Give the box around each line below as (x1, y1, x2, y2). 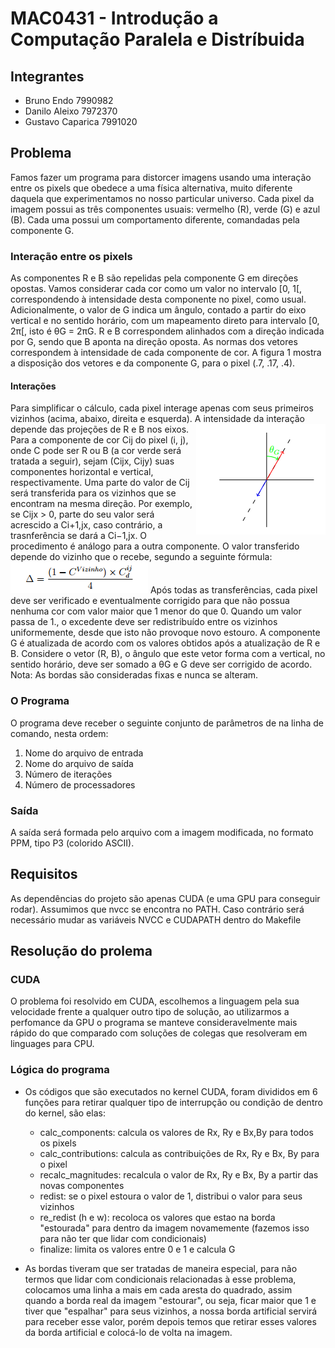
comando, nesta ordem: (10, 727, 109, 739)
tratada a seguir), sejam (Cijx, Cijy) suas (10, 455, 175, 467)
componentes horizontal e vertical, (10, 466, 154, 478)
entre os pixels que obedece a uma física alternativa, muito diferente (10, 182, 293, 194)
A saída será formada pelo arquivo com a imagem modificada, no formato (10, 826, 314, 838)
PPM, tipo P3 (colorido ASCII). (10, 837, 135, 849)
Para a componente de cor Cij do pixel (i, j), (10, 434, 189, 446)
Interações (10, 380, 57, 392)
